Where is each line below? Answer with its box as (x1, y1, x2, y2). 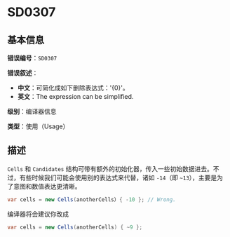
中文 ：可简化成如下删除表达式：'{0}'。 (17, 83, 129, 92)
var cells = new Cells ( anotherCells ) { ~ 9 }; (7, 224, 143, 231)
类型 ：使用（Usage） (7, 122, 69, 130)
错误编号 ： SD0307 (7, 54, 57, 62)
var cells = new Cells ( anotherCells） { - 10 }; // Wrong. (7, 196, 177, 203)
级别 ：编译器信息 (7, 107, 57, 116)
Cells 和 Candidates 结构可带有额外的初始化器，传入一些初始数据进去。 (7, 164, 214, 172)
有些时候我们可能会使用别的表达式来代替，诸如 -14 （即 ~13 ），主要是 (19, 173, 217, 182)
